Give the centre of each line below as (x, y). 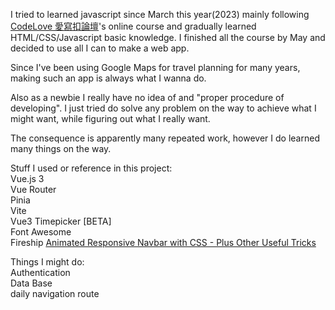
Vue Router (33, 189)
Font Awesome (41, 232)
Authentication (40, 272)
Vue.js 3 (27, 178)
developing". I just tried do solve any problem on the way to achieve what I (163, 108)
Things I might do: (47, 262)
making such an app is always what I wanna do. (108, 78)
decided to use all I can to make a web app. (100, 48)
